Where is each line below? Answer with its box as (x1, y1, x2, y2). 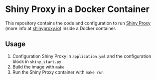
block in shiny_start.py (12, 58, 61, 64)
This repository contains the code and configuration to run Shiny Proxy (5, 20, 151, 26)
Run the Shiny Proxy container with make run (12, 69, 104, 75)
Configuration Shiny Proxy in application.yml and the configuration (12, 53, 152, 59)
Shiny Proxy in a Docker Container (5, 3, 150, 15)
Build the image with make (12, 63, 65, 69)
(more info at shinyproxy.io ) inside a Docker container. (5, 25, 116, 31)
